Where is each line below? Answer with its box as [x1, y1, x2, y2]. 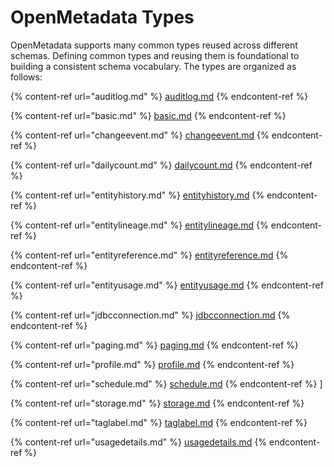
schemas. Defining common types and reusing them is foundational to [10, 49, 300, 61]
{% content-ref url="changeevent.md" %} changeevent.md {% [10, 129, 270, 141]
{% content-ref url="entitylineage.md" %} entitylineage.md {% [10, 219, 269, 231]
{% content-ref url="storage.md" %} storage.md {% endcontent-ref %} [10, 397, 305, 409]
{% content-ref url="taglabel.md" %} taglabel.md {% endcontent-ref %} [10, 416, 308, 428]
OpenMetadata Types [10, 6, 195, 29]
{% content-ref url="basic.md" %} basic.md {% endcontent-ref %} [10, 109, 287, 121]
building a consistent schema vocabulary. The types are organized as [10, 60, 297, 72]
